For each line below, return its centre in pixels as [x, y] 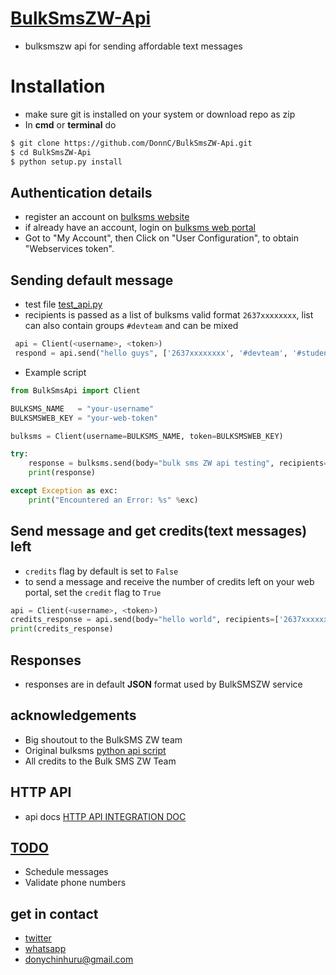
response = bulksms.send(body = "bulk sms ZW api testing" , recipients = [178, 463]
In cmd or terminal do [70, 124]
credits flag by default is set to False [101, 571]
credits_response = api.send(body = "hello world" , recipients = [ [145, 620]
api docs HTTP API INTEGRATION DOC [105, 816]
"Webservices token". [69, 249]
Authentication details [81, 192]
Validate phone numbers [75, 883]
